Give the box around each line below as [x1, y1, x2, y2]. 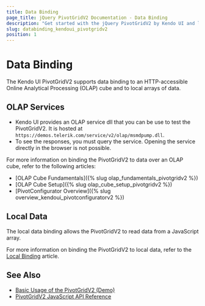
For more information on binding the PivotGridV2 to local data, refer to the [6, 246, 192, 253]
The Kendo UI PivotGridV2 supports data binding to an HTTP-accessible [6, 78, 188, 85]
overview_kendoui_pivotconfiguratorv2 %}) [15, 193, 125, 201]
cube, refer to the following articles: [6, 162, 96, 169]
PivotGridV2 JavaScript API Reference [15, 293, 112, 300]
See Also [6, 270, 41, 280]
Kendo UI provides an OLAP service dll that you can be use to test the [15, 118, 191, 126]
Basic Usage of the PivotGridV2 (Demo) [15, 286, 115, 293]
